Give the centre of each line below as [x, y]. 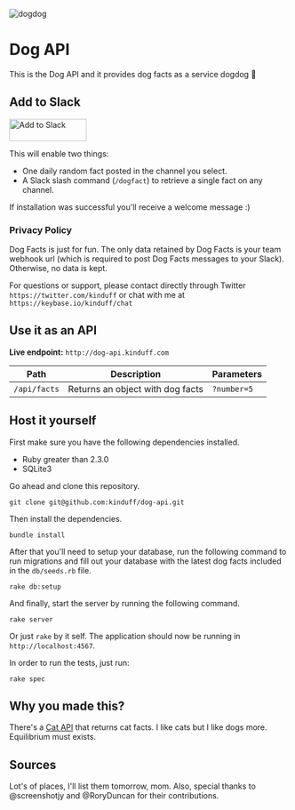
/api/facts [36, 389]
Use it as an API [53, 330]
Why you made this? [67, 706]
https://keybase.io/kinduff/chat [71, 304]
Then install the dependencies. [66, 518]
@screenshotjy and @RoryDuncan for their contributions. [114, 796]
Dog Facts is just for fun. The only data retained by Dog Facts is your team [145, 250]
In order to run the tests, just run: [70, 662]
